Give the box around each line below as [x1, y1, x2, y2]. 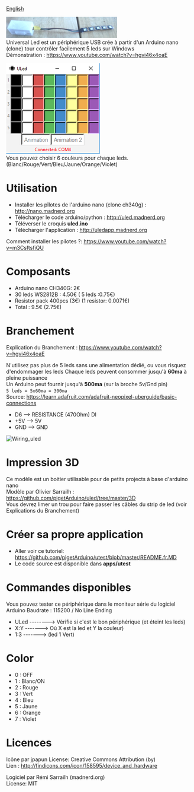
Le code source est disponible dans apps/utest [14, 560, 131, 567]
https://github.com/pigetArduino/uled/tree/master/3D [6, 494, 136, 501]
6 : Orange [14, 709, 41, 716]
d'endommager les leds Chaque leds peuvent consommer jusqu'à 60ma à [6, 368, 187, 375]
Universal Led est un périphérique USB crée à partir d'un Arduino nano [6, 39, 179, 46]
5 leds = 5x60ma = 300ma [6, 388, 67, 394]
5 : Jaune [14, 702, 38, 710]
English [6, 5, 24, 12]
